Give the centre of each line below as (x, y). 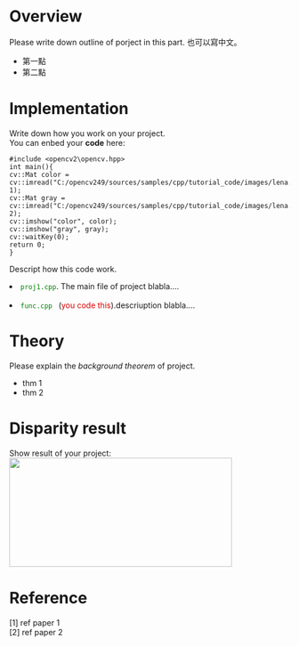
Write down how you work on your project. (88, 133)
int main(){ (31, 166)
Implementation (69, 109)
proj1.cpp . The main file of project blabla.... (100, 286)
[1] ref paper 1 (35, 622)
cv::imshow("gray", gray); (59, 229)
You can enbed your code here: (68, 142)
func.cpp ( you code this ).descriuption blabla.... (108, 305)
